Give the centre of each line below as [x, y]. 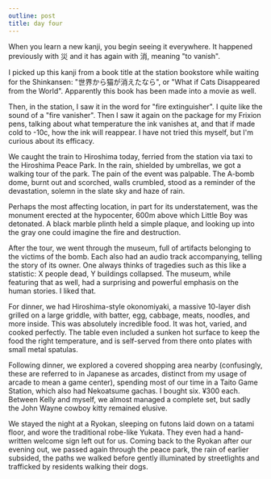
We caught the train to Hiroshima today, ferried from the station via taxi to [131, 156]
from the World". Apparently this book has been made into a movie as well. [132, 90]
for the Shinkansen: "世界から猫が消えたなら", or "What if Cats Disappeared [134, 82]
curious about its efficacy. [52, 141]
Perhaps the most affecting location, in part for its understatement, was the [133, 206]
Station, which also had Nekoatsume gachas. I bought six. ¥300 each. [124, 391]
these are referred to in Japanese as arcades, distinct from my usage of [128, 373]
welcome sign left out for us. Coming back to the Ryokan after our [143, 440]
